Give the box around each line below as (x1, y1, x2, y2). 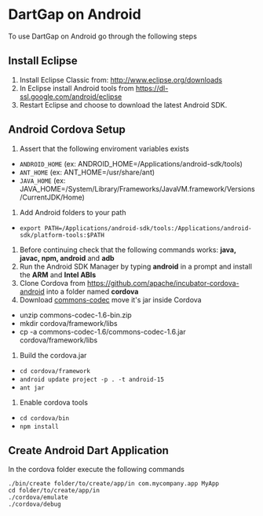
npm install (19, 423, 59, 430)
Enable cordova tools (19, 397, 89, 407)
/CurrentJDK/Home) (19, 192, 85, 202)
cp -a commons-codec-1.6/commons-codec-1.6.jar (19, 327, 186, 336)
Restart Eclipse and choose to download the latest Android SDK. (19, 100, 228, 109)
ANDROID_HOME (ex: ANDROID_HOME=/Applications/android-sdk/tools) (19, 159, 243, 168)
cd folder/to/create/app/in (8, 487, 100, 495)
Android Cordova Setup (8, 123, 126, 137)
